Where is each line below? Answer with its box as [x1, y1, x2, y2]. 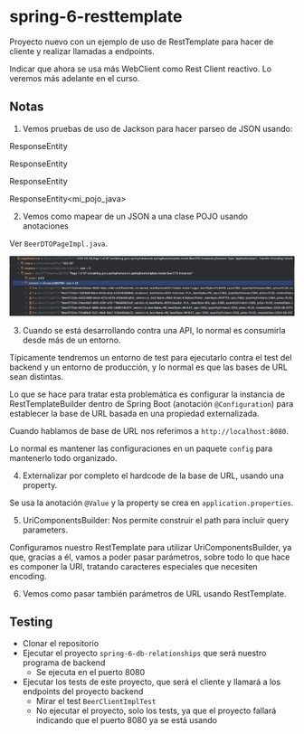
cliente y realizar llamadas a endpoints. [9, 45, 156, 56]
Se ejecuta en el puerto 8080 [35, 667, 146, 678]
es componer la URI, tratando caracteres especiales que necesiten [9, 560, 258, 571]
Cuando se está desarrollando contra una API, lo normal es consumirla [22, 325, 287, 335]
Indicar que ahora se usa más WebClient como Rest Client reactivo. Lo [9, 63, 272, 74]
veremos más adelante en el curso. [9, 72, 140, 83]
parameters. [22, 524, 69, 535]
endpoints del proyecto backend [22, 686, 144, 697]
